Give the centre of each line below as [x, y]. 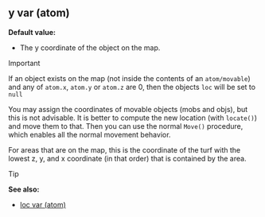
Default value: [32, 32]
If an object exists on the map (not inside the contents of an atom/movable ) [129, 78]
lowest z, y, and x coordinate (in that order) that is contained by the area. [127, 158]
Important [24, 63]
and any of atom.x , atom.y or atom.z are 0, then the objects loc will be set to [132, 87]
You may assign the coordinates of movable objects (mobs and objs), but [128, 109]
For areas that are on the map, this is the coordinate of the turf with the [125, 149]
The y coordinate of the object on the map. [90, 48]
